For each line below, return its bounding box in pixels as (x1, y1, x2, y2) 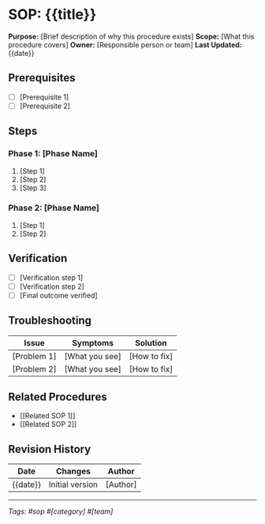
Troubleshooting (8, 314, 92, 327)
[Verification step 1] (19, 272, 84, 282)
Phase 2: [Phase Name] (8, 203, 100, 214)
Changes (56, 466, 91, 477)
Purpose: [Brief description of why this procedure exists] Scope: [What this (8, 32, 255, 41)
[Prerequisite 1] (19, 92, 69, 102)
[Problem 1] (12, 350, 57, 361)
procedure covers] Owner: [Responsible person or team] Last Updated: (8, 39, 243, 49)
